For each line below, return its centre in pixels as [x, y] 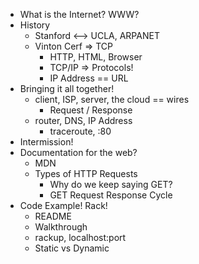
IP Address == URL [89, 78]
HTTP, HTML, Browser [96, 57]
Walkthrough [61, 227]
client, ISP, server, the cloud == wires [112, 99]
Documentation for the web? [78, 152]
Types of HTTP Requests [86, 173]
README [53, 216]
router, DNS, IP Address [83, 120]
